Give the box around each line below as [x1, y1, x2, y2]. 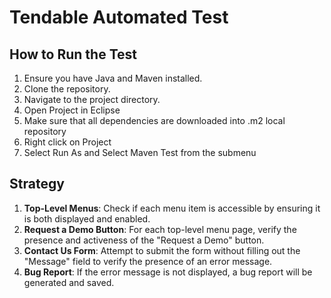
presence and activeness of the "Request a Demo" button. [23, 234, 265, 246]
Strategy [9, 176, 65, 193]
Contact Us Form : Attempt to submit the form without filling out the [23, 244, 301, 256]
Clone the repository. [23, 83, 111, 95]
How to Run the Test [9, 46, 137, 63]
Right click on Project [23, 136, 112, 148]
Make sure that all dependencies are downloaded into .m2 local [23, 115, 286, 126]
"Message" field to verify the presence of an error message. [23, 255, 273, 267]
